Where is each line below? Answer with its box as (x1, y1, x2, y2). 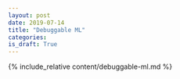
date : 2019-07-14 (8, 19, 65, 27)
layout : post (8, 11, 51, 20)
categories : (8, 33, 47, 41)
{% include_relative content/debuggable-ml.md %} (8, 62, 173, 71)
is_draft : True (8, 41, 58, 48)
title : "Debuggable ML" (8, 26, 86, 34)
